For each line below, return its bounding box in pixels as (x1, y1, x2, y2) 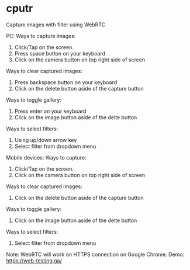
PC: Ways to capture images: (6, 32, 76, 39)
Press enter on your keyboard (14, 108, 87, 115)
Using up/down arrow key (14, 136, 77, 143)
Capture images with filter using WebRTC (6, 21, 106, 28)
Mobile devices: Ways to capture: (6, 154, 87, 161)
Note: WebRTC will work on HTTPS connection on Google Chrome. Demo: (6, 251, 185, 258)
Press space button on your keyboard (14, 50, 106, 57)
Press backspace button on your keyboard (14, 78, 118, 86)
